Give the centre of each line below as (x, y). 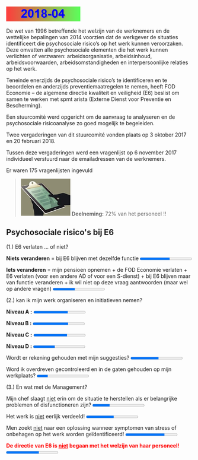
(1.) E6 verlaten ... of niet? (37, 246)
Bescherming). (24, 105)
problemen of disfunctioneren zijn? (49, 405)
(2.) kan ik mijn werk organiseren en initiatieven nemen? (74, 300)
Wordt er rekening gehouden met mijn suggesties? (68, 357)
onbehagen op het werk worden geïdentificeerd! (65, 434)
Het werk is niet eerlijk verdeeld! (45, 416)
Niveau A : (19, 312)
